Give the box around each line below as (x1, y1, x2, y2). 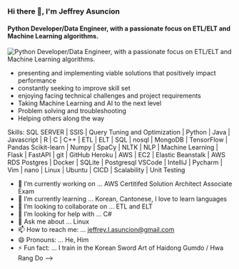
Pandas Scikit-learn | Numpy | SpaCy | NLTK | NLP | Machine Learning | (7, 143, 219, 152)
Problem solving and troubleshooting (17, 107, 127, 115)
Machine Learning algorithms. (7, 31, 99, 40)
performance (17, 76, 57, 85)
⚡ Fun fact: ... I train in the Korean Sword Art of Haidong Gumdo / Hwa (17, 243, 224, 252)
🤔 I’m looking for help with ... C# (17, 210, 112, 218)
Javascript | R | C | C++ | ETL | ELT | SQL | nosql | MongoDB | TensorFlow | (7, 135, 228, 144)
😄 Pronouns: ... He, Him (17, 236, 89, 244)
